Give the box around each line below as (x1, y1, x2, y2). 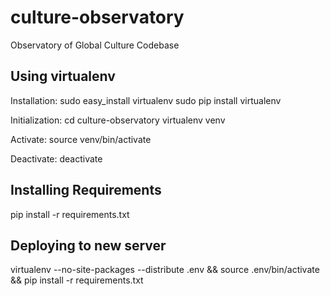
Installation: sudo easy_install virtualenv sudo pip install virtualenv (10, 94, 282, 106)
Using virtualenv (10, 68, 116, 85)
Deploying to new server (10, 237, 167, 254)
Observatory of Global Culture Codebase (10, 39, 180, 51)
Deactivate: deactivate (10, 152, 103, 165)
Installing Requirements (10, 182, 162, 199)
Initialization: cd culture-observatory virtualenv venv (10, 114, 226, 126)
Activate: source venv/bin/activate (10, 133, 152, 145)
